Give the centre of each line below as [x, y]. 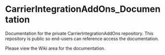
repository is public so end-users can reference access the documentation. [82, 39]
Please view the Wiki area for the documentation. [55, 48]
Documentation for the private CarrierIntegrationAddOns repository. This [79, 33]
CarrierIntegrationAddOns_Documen [83, 9]
